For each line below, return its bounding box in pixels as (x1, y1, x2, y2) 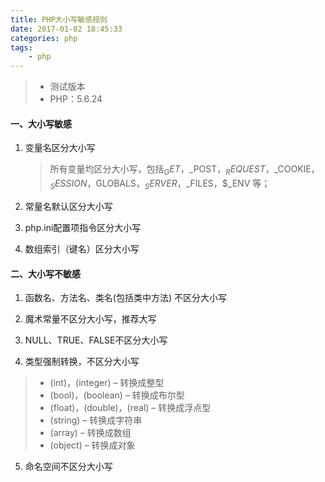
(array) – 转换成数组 (49, 427, 132, 439)
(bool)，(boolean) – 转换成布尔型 (49, 389, 185, 401)
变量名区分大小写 (24, 142, 96, 154)
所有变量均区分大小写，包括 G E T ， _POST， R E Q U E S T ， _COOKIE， (49, 163, 320, 178)
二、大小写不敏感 (10, 267, 81, 280)
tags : (10, 42, 33, 53)
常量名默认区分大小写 (24, 200, 113, 212)
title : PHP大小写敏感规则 (10, 14, 108, 25)
